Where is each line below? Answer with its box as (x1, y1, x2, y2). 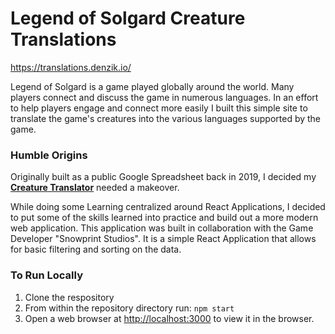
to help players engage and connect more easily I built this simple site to (10, 102, 308, 114)
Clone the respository (24, 291, 115, 303)
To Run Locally (10, 268, 83, 282)
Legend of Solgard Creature (10, 7, 246, 30)
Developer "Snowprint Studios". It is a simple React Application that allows (10, 233, 317, 245)
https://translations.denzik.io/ (10, 61, 132, 73)
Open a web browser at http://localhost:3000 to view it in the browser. (24, 312, 315, 324)
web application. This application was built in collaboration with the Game (10, 222, 314, 234)
